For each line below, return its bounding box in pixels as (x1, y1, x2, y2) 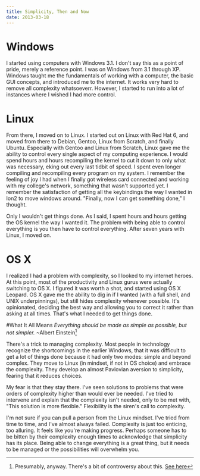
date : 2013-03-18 (6, 14, 49, 20)
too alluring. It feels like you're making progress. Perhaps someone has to (6, 427, 187, 434)
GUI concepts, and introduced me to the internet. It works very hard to (6, 79, 179, 86)
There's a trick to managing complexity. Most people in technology (6, 340, 170, 347)
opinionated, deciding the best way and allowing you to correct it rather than (6, 304, 194, 311)
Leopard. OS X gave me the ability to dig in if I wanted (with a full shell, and (6, 291, 190, 298)
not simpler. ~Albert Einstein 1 (6, 328, 77, 336)
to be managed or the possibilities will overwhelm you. (6, 446, 140, 453)
